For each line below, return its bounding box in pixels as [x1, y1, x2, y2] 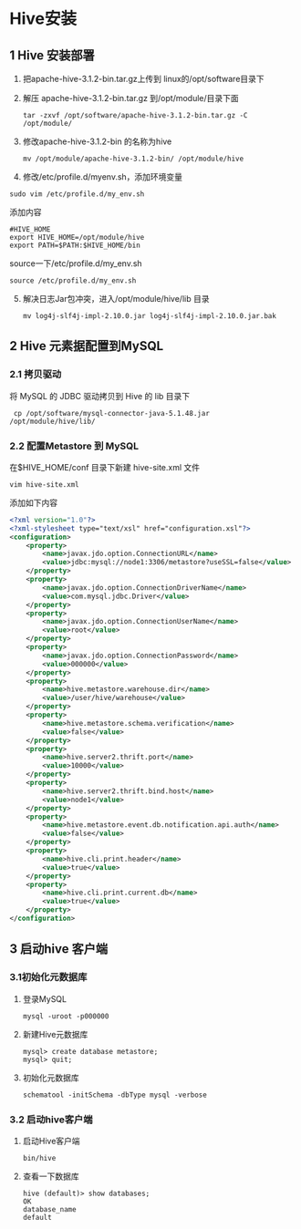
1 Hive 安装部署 [9, 47, 96, 63]
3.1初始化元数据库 [9, 971, 88, 984]
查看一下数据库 [22, 1171, 79, 1182]
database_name [22, 1204, 77, 1214]
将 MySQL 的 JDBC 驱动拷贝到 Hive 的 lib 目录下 [9, 390, 191, 401]
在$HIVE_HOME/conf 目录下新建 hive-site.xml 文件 [9, 461, 201, 472]
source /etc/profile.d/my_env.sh [9, 276, 137, 285]
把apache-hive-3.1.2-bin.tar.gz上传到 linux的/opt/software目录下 [22, 74, 265, 84]
